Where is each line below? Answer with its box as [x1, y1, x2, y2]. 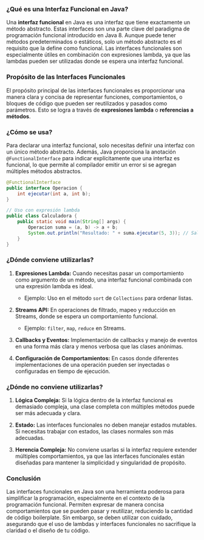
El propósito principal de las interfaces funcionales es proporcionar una [6, 87, 185, 94]
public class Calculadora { [6, 213, 78, 219]
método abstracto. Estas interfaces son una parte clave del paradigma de [6, 25, 190, 32]
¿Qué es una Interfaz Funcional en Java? [6, 5, 129, 13]
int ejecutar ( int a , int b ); [17, 191, 91, 197]
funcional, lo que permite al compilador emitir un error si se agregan [6, 161, 177, 168]
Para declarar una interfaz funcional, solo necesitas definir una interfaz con [6, 141, 195, 149]
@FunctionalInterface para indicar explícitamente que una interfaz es [6, 154, 180, 162]
